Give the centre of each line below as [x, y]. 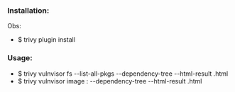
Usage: [20, 58]
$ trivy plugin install [47, 40]
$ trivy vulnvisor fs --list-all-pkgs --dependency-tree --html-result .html [123, 74]
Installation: [28, 11]
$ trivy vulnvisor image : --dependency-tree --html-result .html [110, 81]
